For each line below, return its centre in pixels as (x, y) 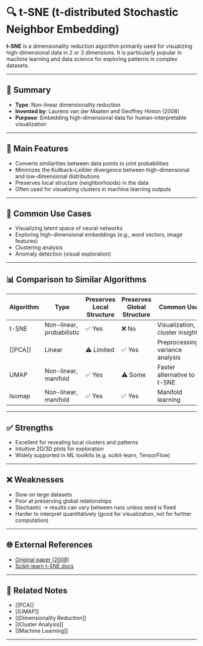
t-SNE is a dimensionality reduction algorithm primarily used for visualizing (99, 46)
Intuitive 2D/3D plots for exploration (59, 449)
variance (169, 350)
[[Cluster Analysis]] (39, 624)
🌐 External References (50, 545)
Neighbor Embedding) (63, 29)
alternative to (176, 375)
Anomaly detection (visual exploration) (63, 254)
